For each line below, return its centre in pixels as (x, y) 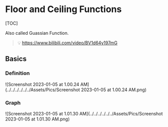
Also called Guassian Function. (37, 33)
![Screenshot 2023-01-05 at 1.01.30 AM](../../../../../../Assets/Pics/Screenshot (84, 113)
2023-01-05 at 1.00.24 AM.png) (114, 90)
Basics (16, 59)
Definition (18, 73)
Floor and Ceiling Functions (63, 9)
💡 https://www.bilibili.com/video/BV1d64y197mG (67, 43)
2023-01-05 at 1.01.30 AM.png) (38, 119)
